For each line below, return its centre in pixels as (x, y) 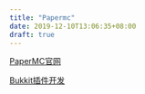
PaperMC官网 (35, 61)
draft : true (32, 34)
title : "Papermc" (42, 18)
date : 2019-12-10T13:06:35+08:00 (73, 26)
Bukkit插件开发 (37, 80)
